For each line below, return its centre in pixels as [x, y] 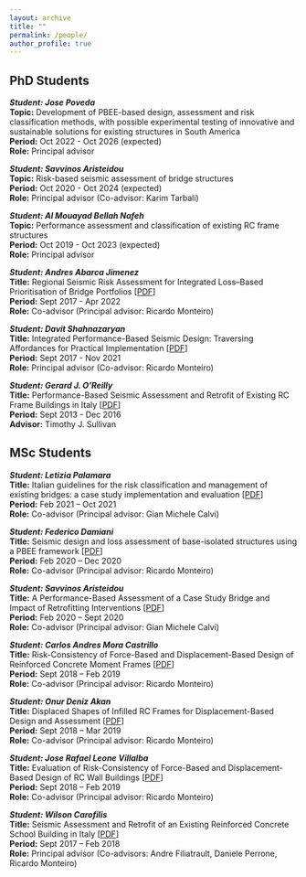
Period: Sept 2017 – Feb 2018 [65, 843]
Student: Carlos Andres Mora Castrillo [84, 645]
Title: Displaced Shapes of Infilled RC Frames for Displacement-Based [142, 711]
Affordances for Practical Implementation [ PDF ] [99, 348]
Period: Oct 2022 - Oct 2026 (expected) [86, 142]
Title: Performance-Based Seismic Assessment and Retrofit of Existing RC [149, 395]
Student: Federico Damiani [62, 531]
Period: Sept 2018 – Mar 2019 [65, 730]
